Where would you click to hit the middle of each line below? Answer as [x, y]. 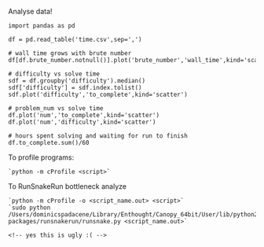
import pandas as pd [42, 26]
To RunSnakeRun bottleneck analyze [68, 186]
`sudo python [29, 208]
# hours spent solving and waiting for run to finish [98, 136]
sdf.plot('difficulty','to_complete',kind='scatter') [98, 94]
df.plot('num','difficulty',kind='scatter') [82, 122]
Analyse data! [30, 11]
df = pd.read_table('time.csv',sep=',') [75, 39]
